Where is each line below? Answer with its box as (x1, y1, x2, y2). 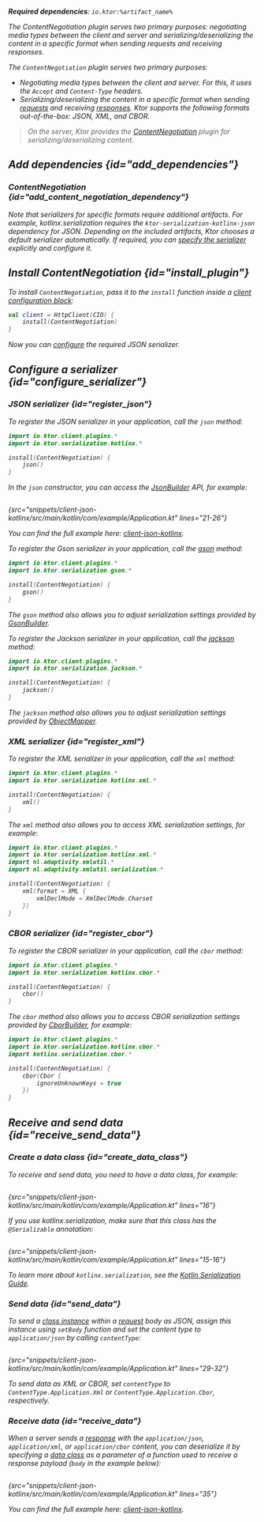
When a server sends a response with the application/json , (8, 1433, 205, 1443)
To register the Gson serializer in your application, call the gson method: (8, 544, 244, 553)
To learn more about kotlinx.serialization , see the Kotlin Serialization (8, 1270, 241, 1279)
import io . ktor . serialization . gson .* (8, 567, 132, 575)
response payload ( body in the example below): (8, 1459, 162, 1468)
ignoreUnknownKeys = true (36, 1079, 122, 1087)
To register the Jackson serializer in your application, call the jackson (8, 633, 235, 643)
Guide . (8, 1278, 30, 1288)
